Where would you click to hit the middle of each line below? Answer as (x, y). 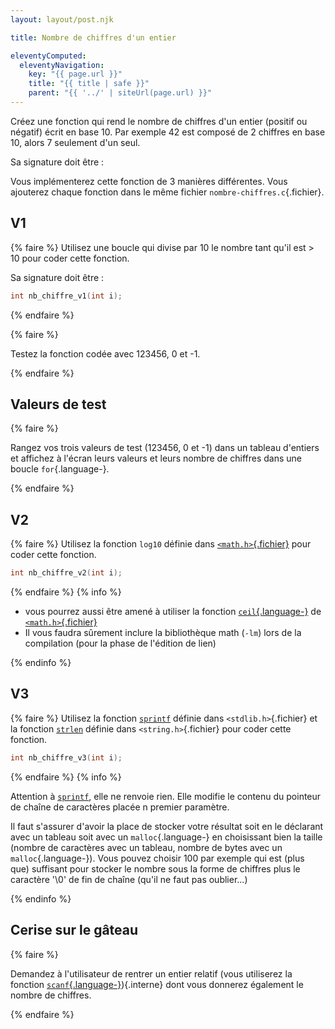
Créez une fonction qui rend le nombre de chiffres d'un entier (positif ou (159, 121)
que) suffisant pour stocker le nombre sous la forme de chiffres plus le (155, 868)
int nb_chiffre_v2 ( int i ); (66, 573)
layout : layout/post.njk (62, 19)
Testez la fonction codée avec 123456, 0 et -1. (105, 353)
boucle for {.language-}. (60, 469)
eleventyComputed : (48, 56)
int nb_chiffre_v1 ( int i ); (66, 296)
